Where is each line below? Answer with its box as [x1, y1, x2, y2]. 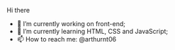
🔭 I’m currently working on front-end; [16, 20, 125, 27]
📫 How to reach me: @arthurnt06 [16, 35, 117, 43]
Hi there [6, 6, 30, 14]
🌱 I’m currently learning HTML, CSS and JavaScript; [16, 27, 169, 35]
